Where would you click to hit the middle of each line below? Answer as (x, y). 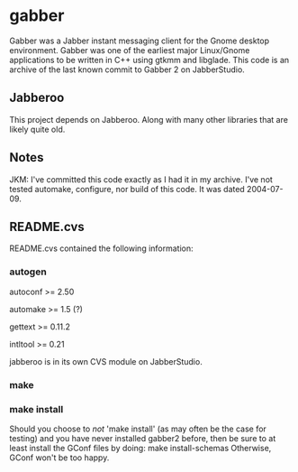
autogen (28, 272)
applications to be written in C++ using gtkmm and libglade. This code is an (149, 60)
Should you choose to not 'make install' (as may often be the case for (138, 429)
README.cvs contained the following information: (101, 248)
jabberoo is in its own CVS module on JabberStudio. (106, 361)
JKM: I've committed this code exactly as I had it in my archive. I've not (141, 179)
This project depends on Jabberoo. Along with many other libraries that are (149, 119)
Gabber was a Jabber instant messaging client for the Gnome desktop (140, 41)
